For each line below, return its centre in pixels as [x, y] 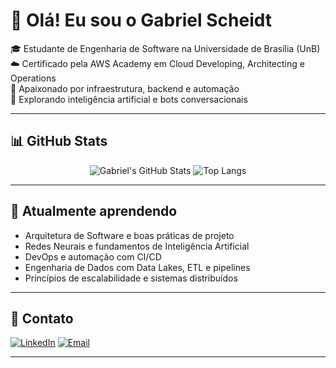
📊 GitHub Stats [59, 141]
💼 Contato [42, 318]
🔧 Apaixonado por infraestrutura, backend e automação [125, 88]
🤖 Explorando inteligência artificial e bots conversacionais [129, 99]
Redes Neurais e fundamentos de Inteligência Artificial [137, 246]
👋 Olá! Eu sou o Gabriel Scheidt [141, 20]
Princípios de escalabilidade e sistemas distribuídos [131, 278]
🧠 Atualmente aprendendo [94, 211]
